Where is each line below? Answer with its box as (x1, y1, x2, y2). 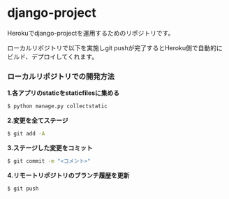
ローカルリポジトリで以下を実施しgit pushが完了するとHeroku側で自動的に (7, 43, 223, 52)
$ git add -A (7, 131, 45, 138)
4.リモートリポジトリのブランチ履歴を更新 (7, 171, 130, 179)
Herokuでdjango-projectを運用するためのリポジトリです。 (7, 29, 175, 37)
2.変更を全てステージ (7, 117, 68, 125)
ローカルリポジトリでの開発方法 (7, 71, 115, 81)
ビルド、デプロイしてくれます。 (7, 52, 98, 61)
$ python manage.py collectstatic (7, 103, 108, 110)
